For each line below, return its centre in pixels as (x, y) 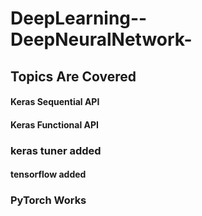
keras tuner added (56, 150)
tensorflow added (48, 174)
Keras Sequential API (55, 102)
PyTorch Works (48, 200)
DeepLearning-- (79, 18)
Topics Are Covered (73, 76)
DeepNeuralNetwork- (101, 39)
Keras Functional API (54, 124)
